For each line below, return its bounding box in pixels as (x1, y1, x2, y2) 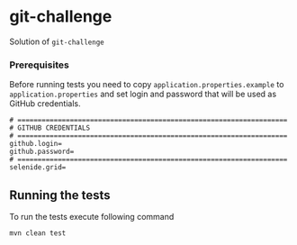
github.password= (9, 147, 75, 157)
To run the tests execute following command (9, 212, 175, 222)
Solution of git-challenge (9, 36, 105, 47)
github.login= (9, 140, 63, 149)
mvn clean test (9, 229, 67, 238)
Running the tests (9, 187, 111, 203)
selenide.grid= (9, 163, 67, 172)
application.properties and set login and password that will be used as (9, 88, 277, 100)
